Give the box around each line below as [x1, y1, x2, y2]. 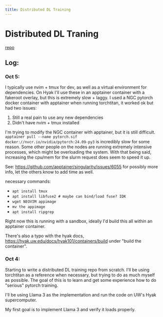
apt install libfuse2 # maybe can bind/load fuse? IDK [12, 194, 126, 199]
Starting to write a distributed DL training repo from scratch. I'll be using [5, 267, 150, 272]
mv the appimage [12, 204, 45, 209]
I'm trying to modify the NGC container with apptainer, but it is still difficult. [5, 129, 156, 135]
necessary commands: [5, 179, 51, 184]
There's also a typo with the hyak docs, [5, 233, 84, 239]
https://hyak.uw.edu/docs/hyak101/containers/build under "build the [5, 238, 142, 244]
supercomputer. [5, 297, 37, 303]
